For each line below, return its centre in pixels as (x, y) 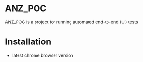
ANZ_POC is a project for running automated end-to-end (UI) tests (71, 22)
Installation (28, 42)
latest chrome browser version (43, 55)
